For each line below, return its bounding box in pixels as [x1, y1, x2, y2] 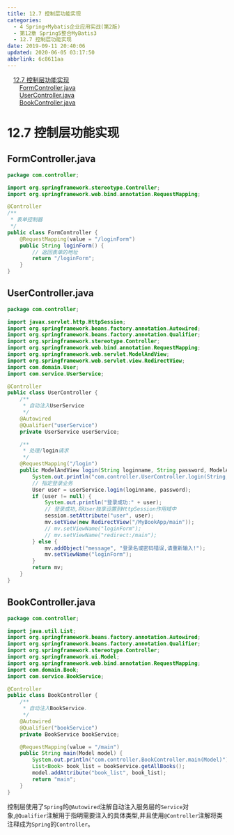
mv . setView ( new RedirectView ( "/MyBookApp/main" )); [44, 519, 195, 526]
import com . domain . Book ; [7, 666, 79, 673]
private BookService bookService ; [19, 730, 120, 738]
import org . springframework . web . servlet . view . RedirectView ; [7, 357, 186, 364]
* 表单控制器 [10, 216, 43, 223]
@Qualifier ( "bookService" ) [19, 724, 98, 731]
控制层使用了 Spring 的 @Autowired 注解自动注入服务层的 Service [7, 802, 183, 811]
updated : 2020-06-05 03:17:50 [7, 50, 95, 57]
